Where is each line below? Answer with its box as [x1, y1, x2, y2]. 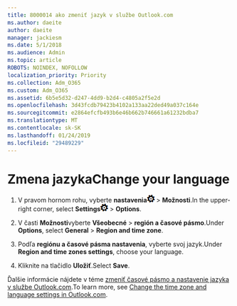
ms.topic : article [7, 57, 62, 64]
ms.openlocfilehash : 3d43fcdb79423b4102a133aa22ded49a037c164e [7, 102, 199, 109]
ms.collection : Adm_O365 [7, 79, 81, 86]
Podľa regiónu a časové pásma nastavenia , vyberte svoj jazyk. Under [17, 240, 223, 249]
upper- [210, 196, 231, 205]
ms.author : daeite [7, 19, 62, 26]
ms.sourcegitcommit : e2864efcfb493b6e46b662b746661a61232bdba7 [7, 109, 199, 117]
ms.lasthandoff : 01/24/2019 [7, 132, 91, 139]
